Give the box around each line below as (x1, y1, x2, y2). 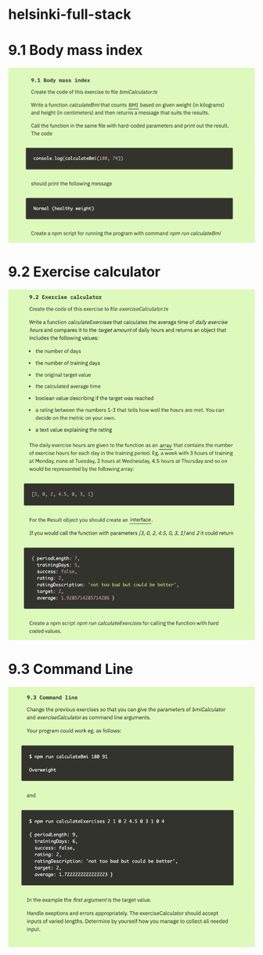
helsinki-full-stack (8, 5, 131, 24)
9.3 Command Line (8, 660, 134, 678)
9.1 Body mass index (8, 42, 143, 60)
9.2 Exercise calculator (8, 263, 161, 281)
